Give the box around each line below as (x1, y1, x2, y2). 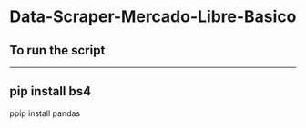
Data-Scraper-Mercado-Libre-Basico (9, 6, 297, 27)
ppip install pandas (9, 107, 80, 119)
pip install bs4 (9, 84, 92, 99)
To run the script (9, 43, 106, 58)
